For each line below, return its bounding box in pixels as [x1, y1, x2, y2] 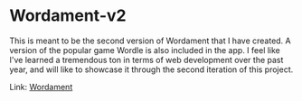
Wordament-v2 [9, 5, 127, 26]
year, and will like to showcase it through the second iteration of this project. [9, 64, 294, 75]
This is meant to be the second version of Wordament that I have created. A [9, 35, 291, 46]
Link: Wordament [9, 81, 73, 92]
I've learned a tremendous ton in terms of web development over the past [9, 54, 284, 65]
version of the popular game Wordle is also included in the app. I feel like [9, 44, 280, 55]
